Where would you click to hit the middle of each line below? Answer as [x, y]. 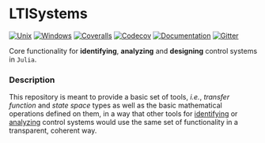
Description [32, 80]
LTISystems [48, 14]
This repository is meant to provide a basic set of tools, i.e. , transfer [119, 97]
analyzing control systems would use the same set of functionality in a [123, 122]
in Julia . [23, 59]
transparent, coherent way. [53, 130]
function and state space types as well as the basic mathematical [115, 105]
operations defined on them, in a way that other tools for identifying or [123, 114]
